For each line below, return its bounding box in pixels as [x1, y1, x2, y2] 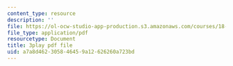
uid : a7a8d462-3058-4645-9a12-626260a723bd [7, 49, 135, 56]
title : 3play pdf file [7, 42, 73, 49]
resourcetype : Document [7, 36, 76, 43]
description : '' [7, 16, 54, 23]
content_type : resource [7, 10, 76, 17]
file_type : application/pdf [7, 29, 89, 36]
